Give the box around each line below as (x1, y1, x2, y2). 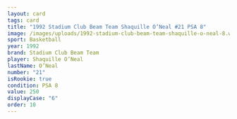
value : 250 (7, 88, 39, 95)
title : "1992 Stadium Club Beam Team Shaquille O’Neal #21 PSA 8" (7, 23, 207, 30)
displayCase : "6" (7, 95, 59, 102)
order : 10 (7, 101, 37, 108)
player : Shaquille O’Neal (7, 56, 83, 63)
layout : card (7, 10, 46, 17)
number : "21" (7, 69, 46, 76)
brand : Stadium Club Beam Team (7, 50, 99, 57)
